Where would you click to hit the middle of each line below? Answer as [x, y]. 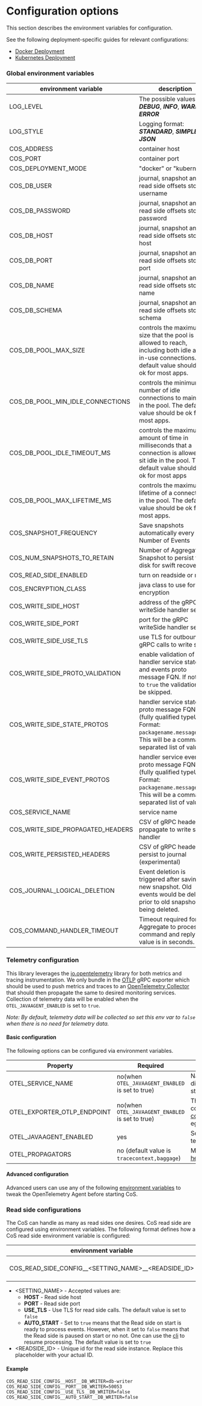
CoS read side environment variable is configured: [69, 1236]
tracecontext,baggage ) [149, 1158]
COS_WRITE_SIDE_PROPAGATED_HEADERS [71, 829]
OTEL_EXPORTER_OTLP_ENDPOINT [60, 1112]
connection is [158, 453]
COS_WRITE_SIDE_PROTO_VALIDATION [65, 673]
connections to [160, 398]
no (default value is [144, 1150]
